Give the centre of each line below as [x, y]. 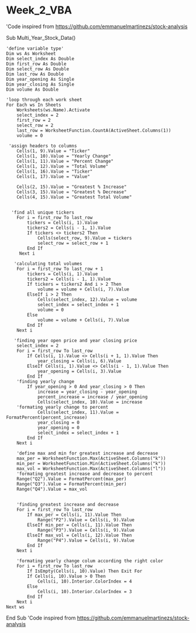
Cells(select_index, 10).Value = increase [90, 402]
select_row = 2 [35, 125]
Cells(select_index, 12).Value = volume [87, 299]
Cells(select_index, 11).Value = [78, 412]
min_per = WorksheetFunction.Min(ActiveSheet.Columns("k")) [91, 463]
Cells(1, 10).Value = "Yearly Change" [64, 156]
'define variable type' [35, 48]
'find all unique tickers [43, 212]
